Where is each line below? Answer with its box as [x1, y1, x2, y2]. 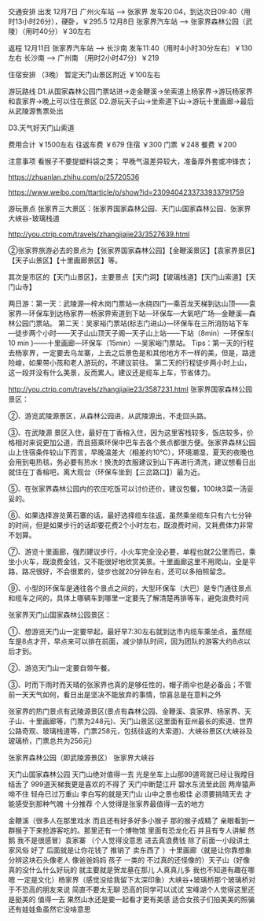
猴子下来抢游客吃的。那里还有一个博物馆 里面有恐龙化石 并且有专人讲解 [14, 826, 246, 835]
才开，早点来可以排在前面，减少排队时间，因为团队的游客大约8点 [32, 637, 244, 646]
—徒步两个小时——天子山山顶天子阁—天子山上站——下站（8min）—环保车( [8, 329, 254, 337]
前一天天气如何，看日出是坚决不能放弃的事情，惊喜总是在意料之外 [8, 690, 222, 699]
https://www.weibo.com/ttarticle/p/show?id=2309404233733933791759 [8, 188, 245, 197]
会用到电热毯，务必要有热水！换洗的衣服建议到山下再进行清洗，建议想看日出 [8, 458, 256, 466]
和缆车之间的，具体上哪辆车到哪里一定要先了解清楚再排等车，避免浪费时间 [8, 593, 249, 603]
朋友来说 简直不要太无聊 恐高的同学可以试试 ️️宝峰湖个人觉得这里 [42, 885, 248, 894]
